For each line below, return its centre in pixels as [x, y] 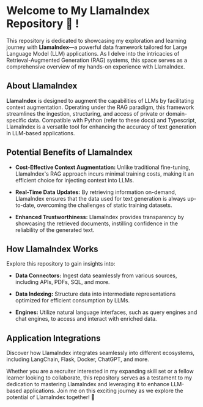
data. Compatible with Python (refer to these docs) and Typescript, [112, 120]
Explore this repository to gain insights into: [61, 264]
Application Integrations [54, 338]
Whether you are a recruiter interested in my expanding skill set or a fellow [100, 372]
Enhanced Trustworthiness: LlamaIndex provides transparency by [100, 217]
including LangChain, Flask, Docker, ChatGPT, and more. [78, 359]
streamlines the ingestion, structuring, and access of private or [86, 113]
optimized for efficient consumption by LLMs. [72, 301]
